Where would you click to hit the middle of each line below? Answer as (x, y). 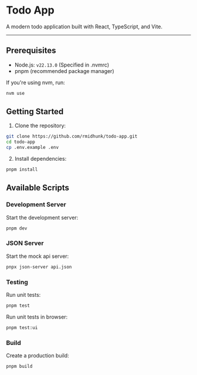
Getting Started (35, 112)
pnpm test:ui (22, 327)
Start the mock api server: (38, 256)
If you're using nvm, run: (36, 82)
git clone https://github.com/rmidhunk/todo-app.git (72, 137)
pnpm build (19, 366)
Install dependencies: (40, 159)
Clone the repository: (40, 126)
